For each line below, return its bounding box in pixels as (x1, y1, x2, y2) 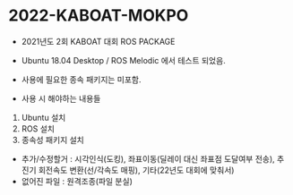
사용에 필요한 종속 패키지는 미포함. (21, 73, 142, 85)
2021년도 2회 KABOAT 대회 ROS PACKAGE (21, 36, 176, 47)
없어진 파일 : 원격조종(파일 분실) (21, 175, 134, 186)
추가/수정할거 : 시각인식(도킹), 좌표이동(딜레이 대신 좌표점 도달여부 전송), (21, 153, 275, 164)
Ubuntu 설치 (21, 112, 66, 123)
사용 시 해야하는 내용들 (21, 93, 101, 104)
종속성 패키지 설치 (21, 134, 84, 145)
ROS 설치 (21, 123, 56, 134)
